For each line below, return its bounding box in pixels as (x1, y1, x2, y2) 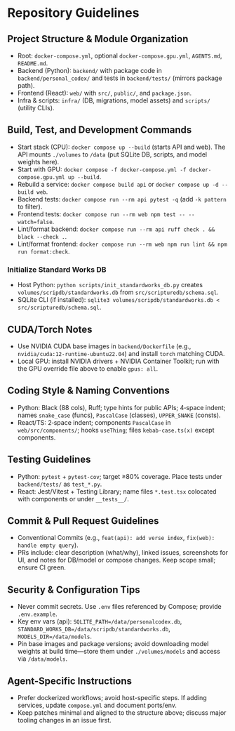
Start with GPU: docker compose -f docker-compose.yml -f (17, 165, 187, 173)
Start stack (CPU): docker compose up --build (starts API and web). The (17, 143, 226, 151)
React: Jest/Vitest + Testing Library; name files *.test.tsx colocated (17, 487, 217, 496)
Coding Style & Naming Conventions (7, 385, 170, 397)
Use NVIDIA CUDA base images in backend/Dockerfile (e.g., (17, 342, 192, 350)
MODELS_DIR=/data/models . (17, 632, 93, 640)
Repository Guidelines (7, 5, 140, 21)
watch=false (17, 218, 53, 225)
